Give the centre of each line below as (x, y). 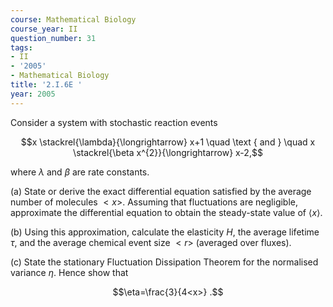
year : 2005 (33, 94)
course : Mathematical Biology (73, 19)
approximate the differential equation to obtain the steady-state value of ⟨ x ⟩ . (166, 212)
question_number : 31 (53, 38)
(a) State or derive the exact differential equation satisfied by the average (161, 191)
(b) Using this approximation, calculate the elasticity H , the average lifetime (165, 232)
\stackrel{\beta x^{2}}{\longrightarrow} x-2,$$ (168, 152)
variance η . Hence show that (69, 272)
